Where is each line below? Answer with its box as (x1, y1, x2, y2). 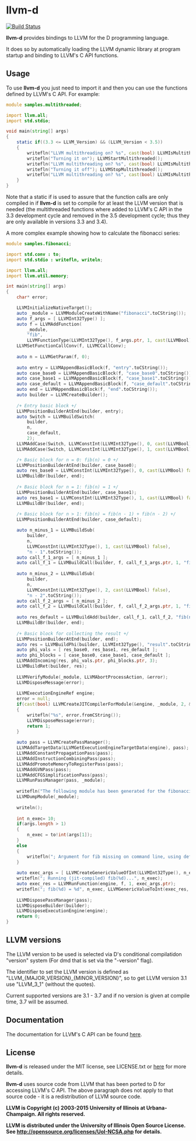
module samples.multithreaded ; (6, 102, 82, 108)
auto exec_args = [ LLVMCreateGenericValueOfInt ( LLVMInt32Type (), (16, 870, 181, 876)
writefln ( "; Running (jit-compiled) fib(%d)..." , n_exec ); (16, 875, 163, 881)
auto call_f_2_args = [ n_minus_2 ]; (16, 598, 108, 604)
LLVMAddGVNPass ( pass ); (16, 767, 72, 772)
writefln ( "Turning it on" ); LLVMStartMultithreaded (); (27, 156, 163, 161)
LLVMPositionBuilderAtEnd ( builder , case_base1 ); (16, 489, 137, 495)
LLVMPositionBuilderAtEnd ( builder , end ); (16, 636, 118, 642)
